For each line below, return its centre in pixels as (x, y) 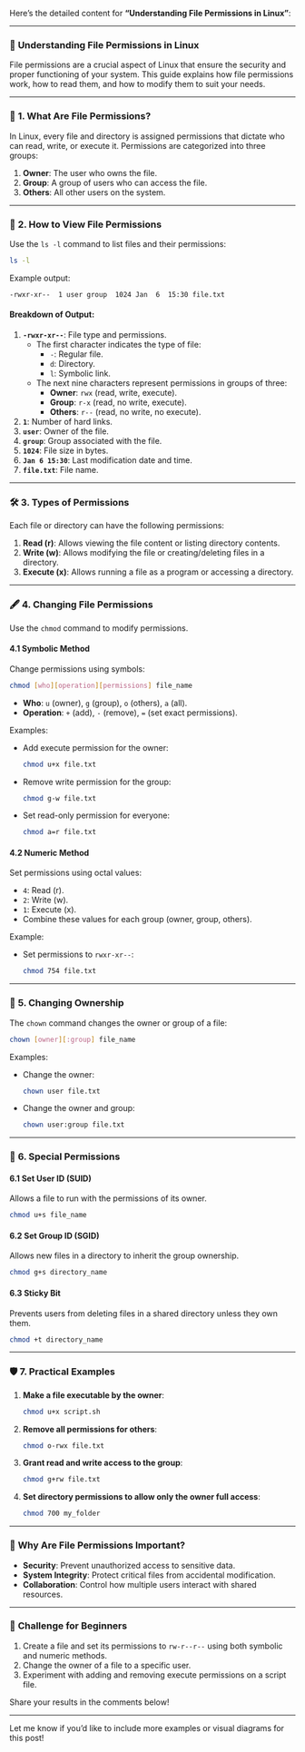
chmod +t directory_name (56, 1339)
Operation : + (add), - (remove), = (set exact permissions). (130, 713)
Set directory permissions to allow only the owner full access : (141, 1497)
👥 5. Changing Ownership (67, 1003)
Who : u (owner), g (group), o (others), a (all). (105, 703)
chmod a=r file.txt (59, 832)
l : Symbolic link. (80, 373)
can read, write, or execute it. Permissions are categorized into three (138, 145)
